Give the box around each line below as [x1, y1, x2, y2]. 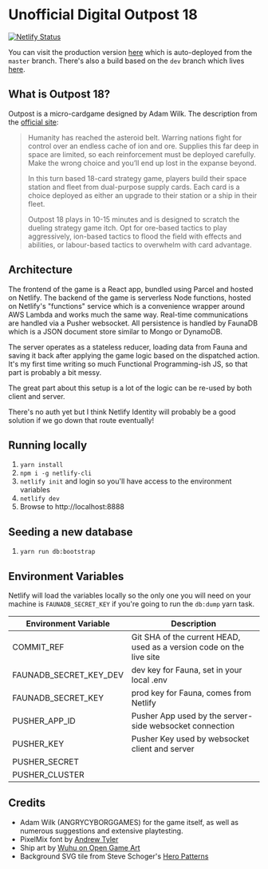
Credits [8, 796, 46, 810]
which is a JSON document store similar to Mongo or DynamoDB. [8, 326, 223, 336]
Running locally [8, 438, 88, 452]
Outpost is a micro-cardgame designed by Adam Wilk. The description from [8, 109, 258, 118]
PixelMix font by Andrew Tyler [19, 834, 119, 843]
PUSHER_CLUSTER [12, 769, 85, 780]
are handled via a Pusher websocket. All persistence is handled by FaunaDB [8, 318, 258, 328]
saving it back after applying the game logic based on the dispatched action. [8, 350, 260, 360]
